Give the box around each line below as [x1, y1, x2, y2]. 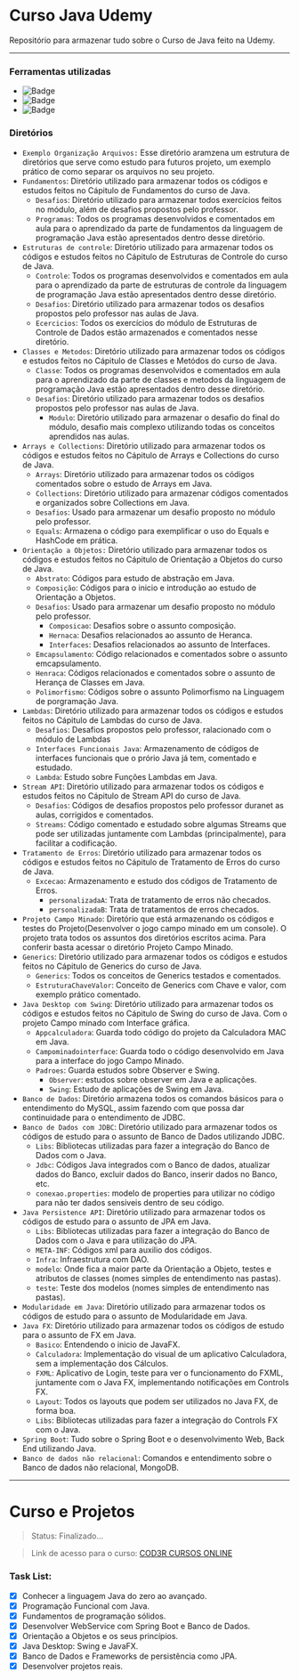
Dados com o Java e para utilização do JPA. [35, 1235, 198, 1246]
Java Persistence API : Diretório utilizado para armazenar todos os [21, 1206, 266, 1217]
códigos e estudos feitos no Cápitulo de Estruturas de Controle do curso [21, 251, 288, 262]
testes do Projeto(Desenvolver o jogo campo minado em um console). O [21, 922, 287, 933]
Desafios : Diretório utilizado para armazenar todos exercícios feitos [35, 194, 282, 205]
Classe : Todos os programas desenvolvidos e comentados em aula [35, 364, 281, 375]
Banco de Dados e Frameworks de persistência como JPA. [21, 1651, 238, 1661]
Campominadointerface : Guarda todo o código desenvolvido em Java [35, 1045, 285, 1056]
